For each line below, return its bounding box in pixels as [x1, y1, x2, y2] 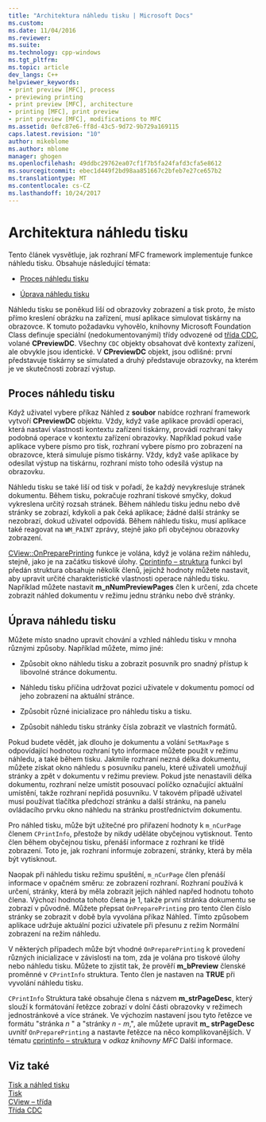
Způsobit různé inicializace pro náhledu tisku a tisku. [19, 707, 192, 716]
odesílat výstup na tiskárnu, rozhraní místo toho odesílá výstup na [8, 458, 224, 468]
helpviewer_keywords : [8, 78, 80, 86]
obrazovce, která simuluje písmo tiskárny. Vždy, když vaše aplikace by [8, 450, 239, 460]
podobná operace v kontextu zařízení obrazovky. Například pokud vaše [8, 433, 242, 442]
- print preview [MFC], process [8, 85, 115, 94]
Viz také [8, 1059, 50, 1073]
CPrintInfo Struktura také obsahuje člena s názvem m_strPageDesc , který [8, 994, 253, 1003]
